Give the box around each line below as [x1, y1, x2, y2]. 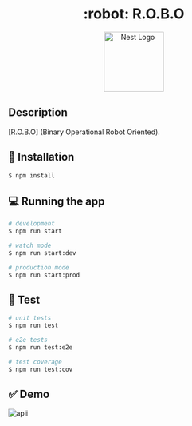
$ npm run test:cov [8, 365, 73, 373]
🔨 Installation [8, 150, 75, 164]
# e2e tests [8, 336, 48, 344]
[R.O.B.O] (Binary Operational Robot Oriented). [8, 127, 161, 137]
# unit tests [8, 314, 52, 322]
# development [8, 220, 56, 228]
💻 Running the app [8, 194, 105, 208]
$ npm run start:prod [8, 271, 80, 279]
